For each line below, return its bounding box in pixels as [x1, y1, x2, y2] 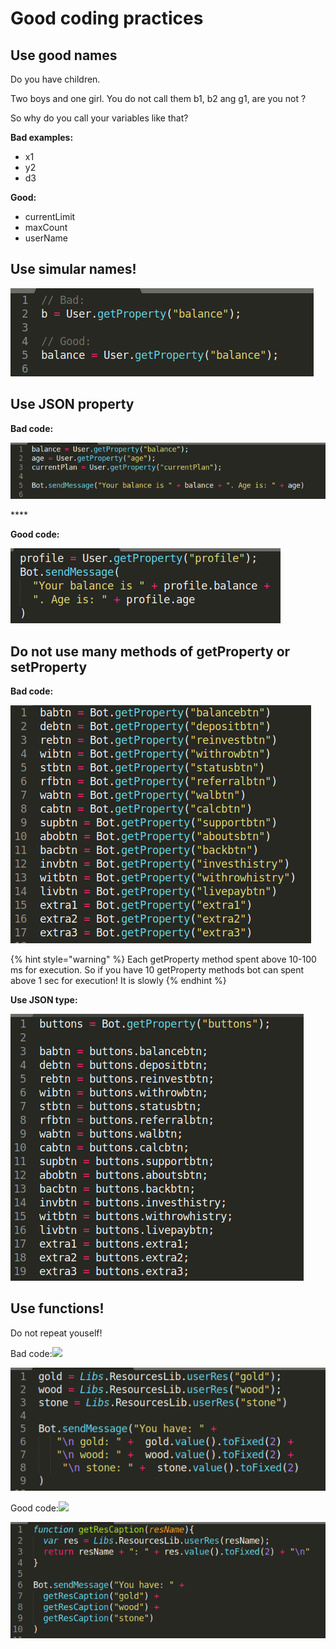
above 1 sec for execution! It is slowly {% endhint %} [10, 975, 227, 987]
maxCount [24, 222, 68, 233]
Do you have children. [10, 73, 101, 85]
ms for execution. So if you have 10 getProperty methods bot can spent [10, 964, 305, 976]
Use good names [10, 47, 118, 64]
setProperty [10, 658, 88, 676]
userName [24, 232, 68, 244]
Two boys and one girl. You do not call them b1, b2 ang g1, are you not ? [10, 93, 307, 104]
